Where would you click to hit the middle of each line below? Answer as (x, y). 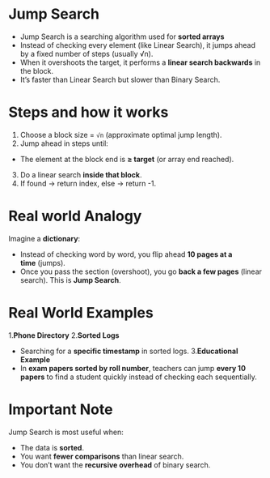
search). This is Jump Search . (70, 280)
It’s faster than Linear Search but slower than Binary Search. (120, 79)
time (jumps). (43, 262)
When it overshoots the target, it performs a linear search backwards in (140, 62)
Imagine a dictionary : (44, 238)
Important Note (61, 409)
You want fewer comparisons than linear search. (102, 456)
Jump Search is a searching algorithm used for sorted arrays (122, 36)
